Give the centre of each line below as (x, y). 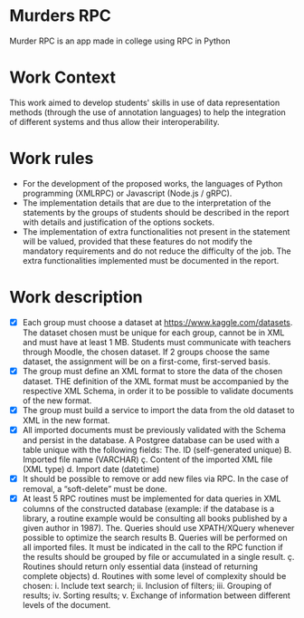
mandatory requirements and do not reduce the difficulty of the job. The (157, 251)
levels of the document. (66, 605)
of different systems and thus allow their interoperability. (114, 121)
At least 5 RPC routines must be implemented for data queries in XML (152, 498)
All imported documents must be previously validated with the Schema (154, 430)
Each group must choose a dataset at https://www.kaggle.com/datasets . (157, 322)
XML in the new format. (66, 420)
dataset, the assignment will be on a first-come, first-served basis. (147, 361)
